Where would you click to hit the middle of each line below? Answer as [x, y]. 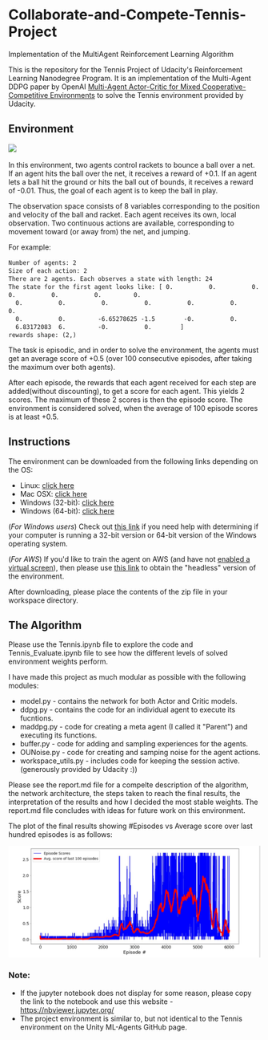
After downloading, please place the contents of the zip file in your [118, 591]
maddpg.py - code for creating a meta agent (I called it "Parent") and [134, 727]
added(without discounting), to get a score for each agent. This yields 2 [127, 391]
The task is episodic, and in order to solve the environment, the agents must [134, 350]
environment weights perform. [58, 662]
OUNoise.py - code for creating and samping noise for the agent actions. [140, 753]
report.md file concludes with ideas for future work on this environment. [127, 810]
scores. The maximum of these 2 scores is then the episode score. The [126, 400]
